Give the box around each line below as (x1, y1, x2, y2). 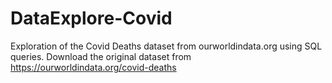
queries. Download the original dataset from (10, 50, 192, 62)
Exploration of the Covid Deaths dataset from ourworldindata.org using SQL (10, 40, 323, 52)
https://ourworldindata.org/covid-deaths (10, 61, 177, 73)
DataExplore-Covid (10, 7, 173, 30)
